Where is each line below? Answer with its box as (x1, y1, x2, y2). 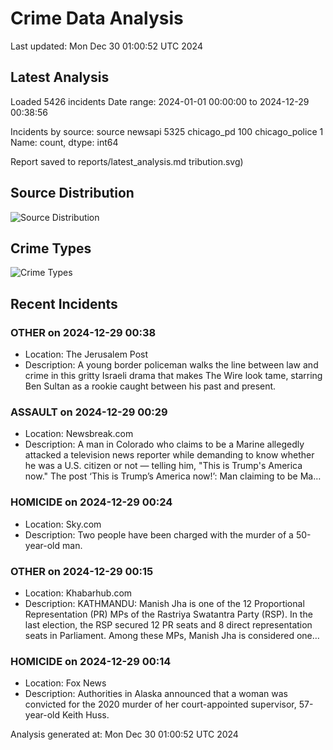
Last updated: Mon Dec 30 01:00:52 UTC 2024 (10, 40, 203, 52)
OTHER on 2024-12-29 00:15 (10, 564, 154, 578)
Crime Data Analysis (10, 7, 184, 30)
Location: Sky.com (24, 518, 102, 530)
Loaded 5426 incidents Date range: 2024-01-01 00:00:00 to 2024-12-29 (10, 95, 310, 107)
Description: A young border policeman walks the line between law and (24, 359, 319, 371)
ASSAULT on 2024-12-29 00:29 (10, 405, 168, 419)
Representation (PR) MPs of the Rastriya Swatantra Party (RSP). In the (24, 608, 313, 620)
